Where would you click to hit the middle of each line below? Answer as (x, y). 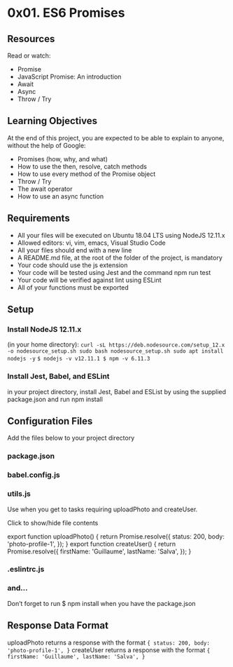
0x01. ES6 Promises (66, 13)
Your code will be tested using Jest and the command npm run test (114, 272)
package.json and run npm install (55, 399)
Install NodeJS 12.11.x (44, 329)
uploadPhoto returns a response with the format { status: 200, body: (108, 642)
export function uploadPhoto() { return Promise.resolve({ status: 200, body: (116, 536)
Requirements (38, 218)
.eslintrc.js (26, 570)
